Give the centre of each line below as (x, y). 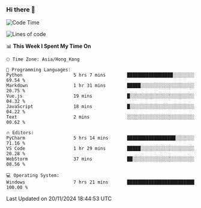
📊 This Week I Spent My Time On (49, 46)
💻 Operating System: (33, 176)
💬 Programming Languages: (38, 70)
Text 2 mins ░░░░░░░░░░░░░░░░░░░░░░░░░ (100, 117)
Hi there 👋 (21, 10)
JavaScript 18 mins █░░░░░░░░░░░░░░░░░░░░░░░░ (100, 107)
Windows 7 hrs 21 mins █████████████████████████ (100, 182)
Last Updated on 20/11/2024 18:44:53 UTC (59, 199)
